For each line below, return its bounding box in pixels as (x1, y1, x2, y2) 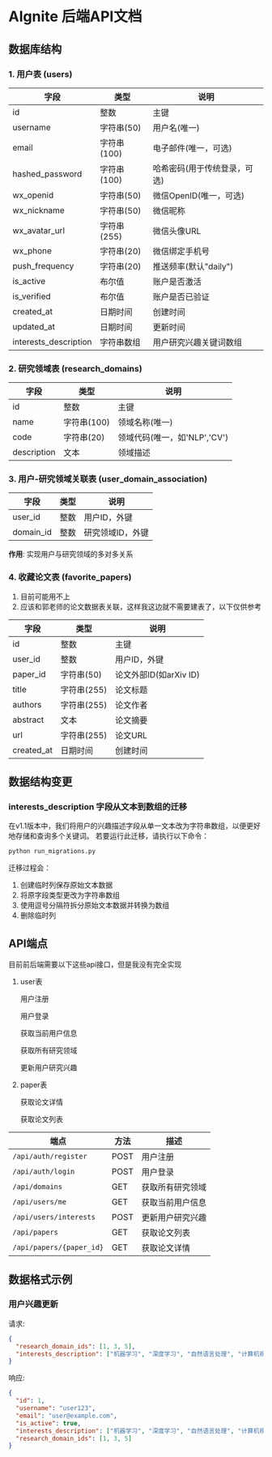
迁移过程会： (8, 863, 51, 873)
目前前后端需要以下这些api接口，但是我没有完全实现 (8, 960, 182, 970)
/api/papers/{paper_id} (12, 1243, 104, 1252)
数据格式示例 (8, 1272, 73, 1286)
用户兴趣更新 (8, 1298, 59, 1310)
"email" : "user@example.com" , (15, 1412, 117, 1420)
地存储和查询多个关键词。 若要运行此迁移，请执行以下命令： (8, 831, 209, 841)
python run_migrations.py (8, 847, 96, 856)
